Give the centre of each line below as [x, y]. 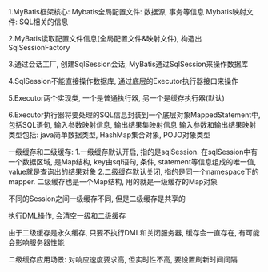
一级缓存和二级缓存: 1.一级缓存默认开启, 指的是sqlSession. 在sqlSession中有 [133, 152]
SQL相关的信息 [44, 22]
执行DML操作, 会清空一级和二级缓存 [67, 215]
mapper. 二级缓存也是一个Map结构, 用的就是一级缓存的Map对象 [113, 181]
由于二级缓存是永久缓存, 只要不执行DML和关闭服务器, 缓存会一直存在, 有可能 [134, 233]
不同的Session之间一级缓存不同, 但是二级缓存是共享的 [97, 199]
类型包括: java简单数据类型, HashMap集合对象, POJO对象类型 [109, 135]
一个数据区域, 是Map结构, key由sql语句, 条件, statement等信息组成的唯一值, [132, 162]
